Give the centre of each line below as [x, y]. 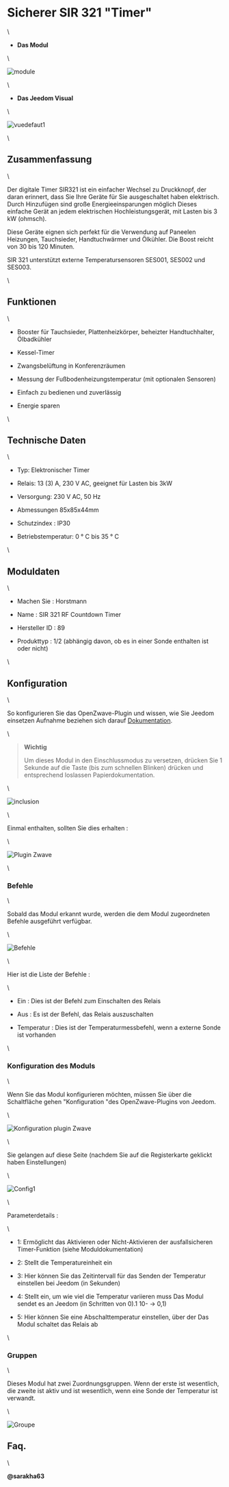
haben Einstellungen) [37, 1162]
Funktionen [32, 302]
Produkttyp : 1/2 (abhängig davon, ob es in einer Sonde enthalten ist [113, 641]
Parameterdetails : [33, 1215]
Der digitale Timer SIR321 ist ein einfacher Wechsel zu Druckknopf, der [107, 189]
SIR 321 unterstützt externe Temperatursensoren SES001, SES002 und [106, 259]
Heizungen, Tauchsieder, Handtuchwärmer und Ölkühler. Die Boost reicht [110, 239]
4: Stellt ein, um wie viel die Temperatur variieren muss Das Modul [110, 1296]
